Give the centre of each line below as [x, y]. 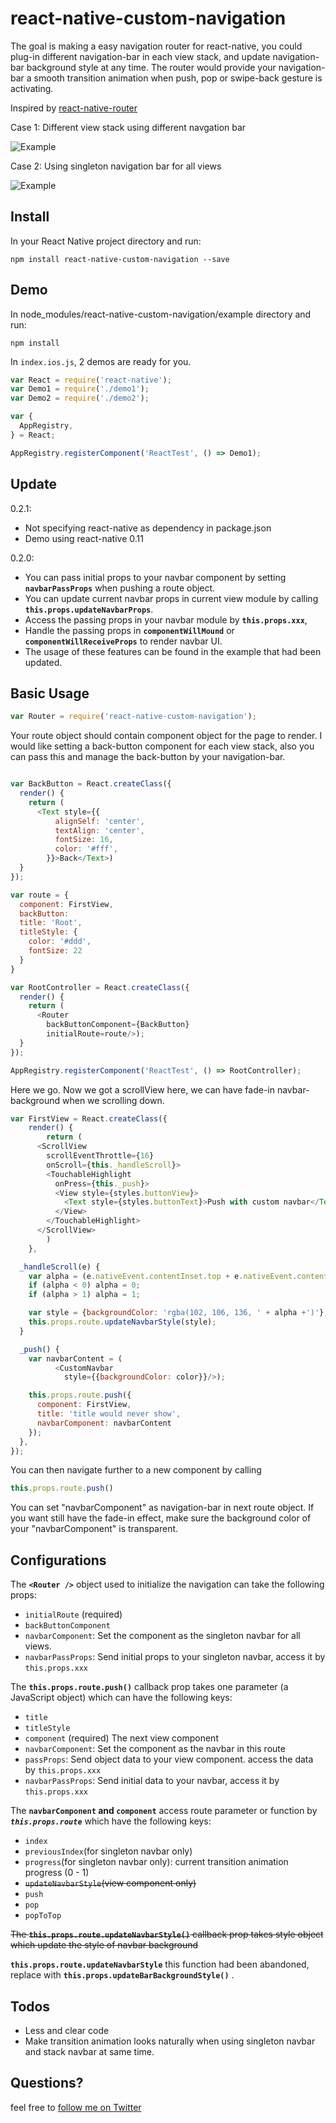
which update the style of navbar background [104, 1945]
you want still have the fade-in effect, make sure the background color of [161, 1518]
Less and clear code [67, 2030]
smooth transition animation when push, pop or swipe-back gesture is [178, 78]
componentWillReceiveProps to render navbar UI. [123, 641]
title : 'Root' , [51, 923]
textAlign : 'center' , [99, 830]
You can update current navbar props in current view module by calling [171, 598]
